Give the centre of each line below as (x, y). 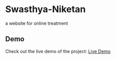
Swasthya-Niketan (46, 9)
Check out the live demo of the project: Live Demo (58, 51)
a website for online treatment (37, 23)
